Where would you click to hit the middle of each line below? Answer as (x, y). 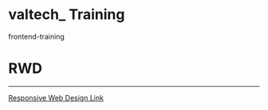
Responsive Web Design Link (56, 97)
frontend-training (37, 36)
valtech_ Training (67, 15)
